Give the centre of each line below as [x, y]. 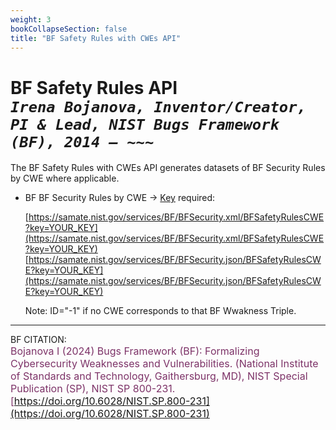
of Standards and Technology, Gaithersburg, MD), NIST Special [159, 376]
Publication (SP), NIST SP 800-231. [93, 389]
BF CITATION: [38, 340]
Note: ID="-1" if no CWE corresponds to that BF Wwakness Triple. [160, 311]
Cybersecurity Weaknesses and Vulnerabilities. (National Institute [164, 364]
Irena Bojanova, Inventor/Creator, [158, 106]
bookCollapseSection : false [69, 29]
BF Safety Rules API [94, 87]
